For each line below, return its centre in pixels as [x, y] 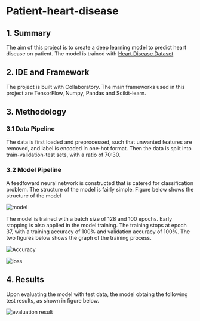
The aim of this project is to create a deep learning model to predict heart [96, 47]
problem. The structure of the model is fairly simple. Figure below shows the [100, 189]
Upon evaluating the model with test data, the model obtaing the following [97, 294]
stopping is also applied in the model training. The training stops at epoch [96, 225]
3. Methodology [36, 112]
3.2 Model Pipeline [34, 170]
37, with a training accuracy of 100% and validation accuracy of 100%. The [98, 232]
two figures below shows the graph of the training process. [79, 237]
